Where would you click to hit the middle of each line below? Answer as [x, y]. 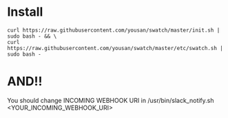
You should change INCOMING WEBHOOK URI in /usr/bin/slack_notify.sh [111, 100]
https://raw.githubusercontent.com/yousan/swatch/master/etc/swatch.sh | [115, 48]
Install [25, 12]
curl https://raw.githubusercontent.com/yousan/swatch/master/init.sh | [114, 30]
